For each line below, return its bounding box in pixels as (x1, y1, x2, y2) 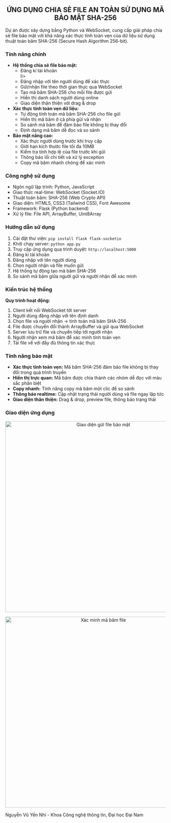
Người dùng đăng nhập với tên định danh (12, 313, 99, 319)
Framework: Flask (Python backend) (12, 205, 89, 212)
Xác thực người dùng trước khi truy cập (20, 138, 103, 144)
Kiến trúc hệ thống (5, 286, 52, 293)
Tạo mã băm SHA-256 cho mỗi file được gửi (20, 89, 112, 95)
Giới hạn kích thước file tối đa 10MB (20, 144, 95, 150)
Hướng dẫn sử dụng (5, 224, 55, 231)
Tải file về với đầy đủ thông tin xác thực (12, 340, 96, 346)
